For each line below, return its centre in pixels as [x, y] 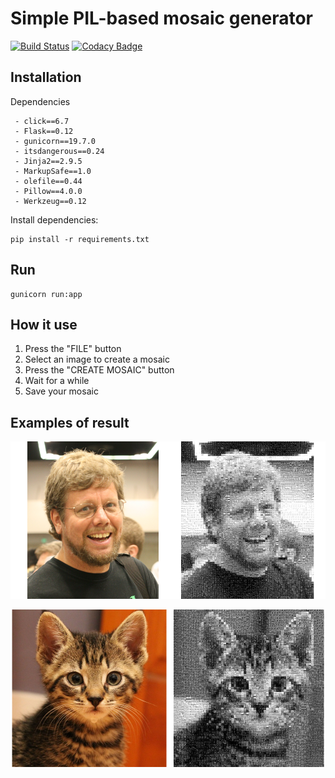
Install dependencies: [54, 219]
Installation [46, 77]
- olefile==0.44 [48, 181]
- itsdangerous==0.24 [59, 151]
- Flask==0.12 [44, 131]
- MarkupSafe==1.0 [53, 171]
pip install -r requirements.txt [80, 239]
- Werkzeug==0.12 [50, 201]
